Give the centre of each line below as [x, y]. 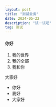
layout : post [18, 9]
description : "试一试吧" [28, 23]
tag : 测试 [14, 27]
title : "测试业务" [22, 14]
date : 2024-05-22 [22, 18]
